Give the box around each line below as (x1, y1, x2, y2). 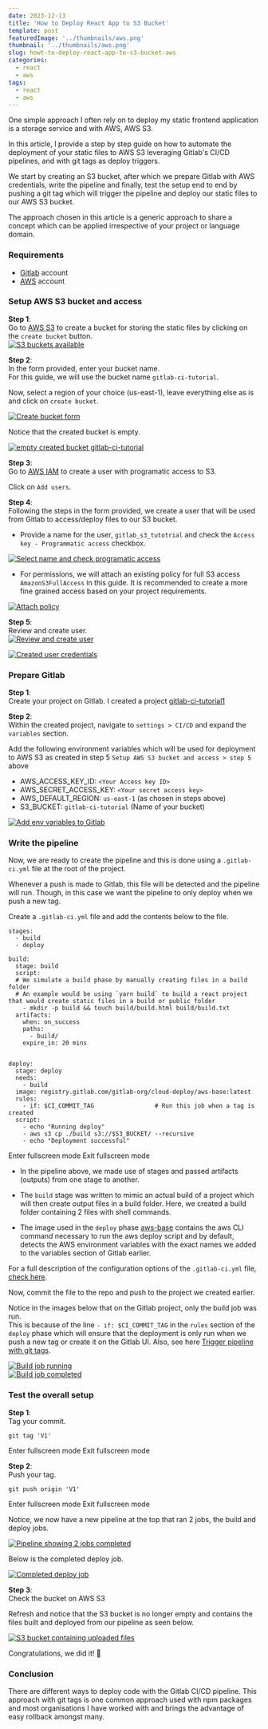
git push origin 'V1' (8, 1485, 81, 1493)
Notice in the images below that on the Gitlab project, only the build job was (8, 1303, 257, 1313)
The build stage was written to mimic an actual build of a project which (19, 1191, 254, 1200)
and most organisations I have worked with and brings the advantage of (8, 1703, 245, 1713)
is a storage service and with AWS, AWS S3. (8, 124, 153, 133)
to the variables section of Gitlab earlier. (19, 1248, 152, 1258)
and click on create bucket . (8, 396, 99, 406)
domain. (8, 229, 35, 240)
